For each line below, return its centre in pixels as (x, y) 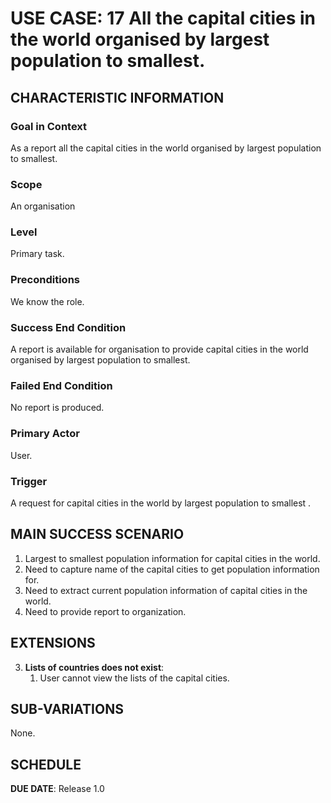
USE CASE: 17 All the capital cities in (163, 18)
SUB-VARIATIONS (67, 708)
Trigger (29, 481)
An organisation (43, 206)
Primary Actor (45, 434)
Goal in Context (49, 126)
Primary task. (37, 254)
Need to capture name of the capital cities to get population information (172, 569)
